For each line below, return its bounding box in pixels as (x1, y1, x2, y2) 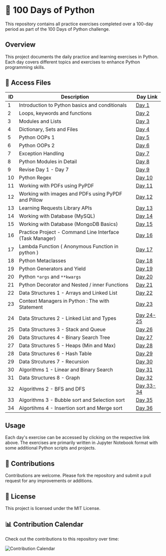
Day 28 (135, 342, 153, 349)
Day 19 (135, 265, 153, 272)
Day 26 (135, 326, 153, 333)
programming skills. (5, 64, 45, 70)
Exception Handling (19, 150, 64, 157)
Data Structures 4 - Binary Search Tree (19, 334, 110, 341)
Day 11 (135, 182, 153, 189)
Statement (19, 303, 43, 310)
